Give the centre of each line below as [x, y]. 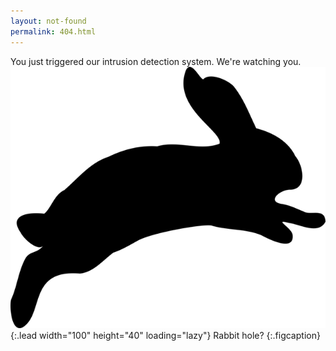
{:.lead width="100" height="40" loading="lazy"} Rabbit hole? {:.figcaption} [165, 335]
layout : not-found [48, 21]
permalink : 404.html [53, 31]
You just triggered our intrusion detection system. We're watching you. [156, 61]
